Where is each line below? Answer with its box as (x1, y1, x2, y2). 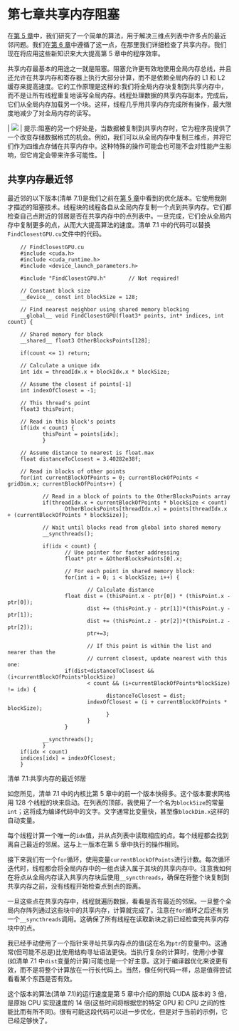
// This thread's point (20, 399, 91, 407)
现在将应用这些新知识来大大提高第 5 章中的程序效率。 (7, 49, 165, 58)
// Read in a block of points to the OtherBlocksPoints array (42, 493, 231, 500)
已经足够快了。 (7, 1016, 51, 1025)
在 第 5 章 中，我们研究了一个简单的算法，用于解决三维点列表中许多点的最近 (7, 31, 227, 40)
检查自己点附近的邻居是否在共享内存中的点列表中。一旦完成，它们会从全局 (7, 211, 225, 220)
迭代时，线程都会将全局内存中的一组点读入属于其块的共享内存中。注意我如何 (7, 864, 232, 872)
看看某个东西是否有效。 (7, 974, 76, 983)
